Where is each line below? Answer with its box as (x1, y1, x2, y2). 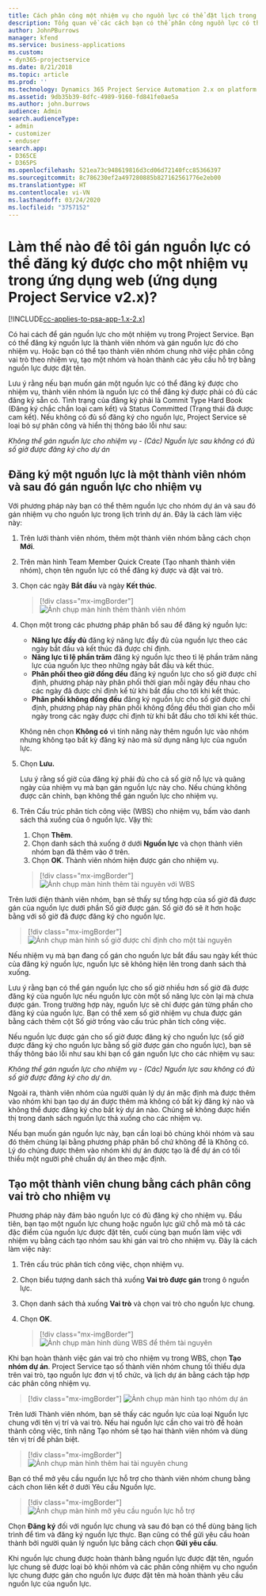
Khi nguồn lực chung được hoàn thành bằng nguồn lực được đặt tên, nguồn (8, 1553, 254, 1563)
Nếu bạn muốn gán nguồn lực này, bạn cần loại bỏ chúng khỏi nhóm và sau (8, 1129, 255, 1138)
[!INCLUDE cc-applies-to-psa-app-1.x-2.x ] (8, 314, 146, 324)
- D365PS (8, 159, 37, 167)
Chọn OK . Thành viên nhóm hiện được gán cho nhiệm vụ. (31, 856, 219, 865)
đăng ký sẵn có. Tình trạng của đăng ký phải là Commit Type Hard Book (8, 396, 243, 405)
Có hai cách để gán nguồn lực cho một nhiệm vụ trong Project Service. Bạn (8, 330, 255, 340)
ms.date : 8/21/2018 (8, 63, 73, 71)
